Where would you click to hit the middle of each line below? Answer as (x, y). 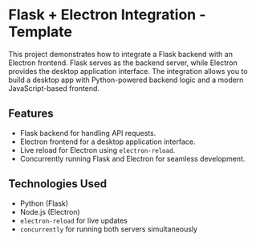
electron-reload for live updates (74, 220)
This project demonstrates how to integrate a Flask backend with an (120, 54)
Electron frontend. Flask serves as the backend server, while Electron (123, 63)
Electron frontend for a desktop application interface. (108, 142)
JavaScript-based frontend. (54, 88)
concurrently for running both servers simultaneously (109, 229)
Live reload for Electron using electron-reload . (98, 150)
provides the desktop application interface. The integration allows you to (128, 71)
